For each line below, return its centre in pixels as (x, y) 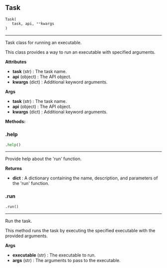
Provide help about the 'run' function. (43, 159)
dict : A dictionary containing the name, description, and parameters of (85, 178)
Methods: (15, 122)
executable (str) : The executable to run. (54, 255)
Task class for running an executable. (43, 43)
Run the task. (19, 221)
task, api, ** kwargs (33, 24)
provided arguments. (27, 236)
